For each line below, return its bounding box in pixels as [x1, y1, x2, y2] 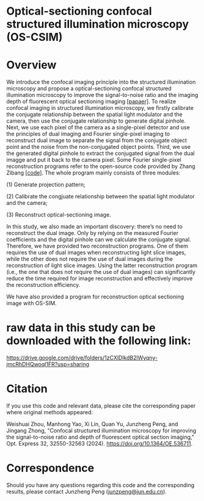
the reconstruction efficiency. [6, 281, 81, 289]
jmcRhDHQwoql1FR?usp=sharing [6, 361, 90, 368]
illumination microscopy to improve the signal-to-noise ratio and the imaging [6, 92, 199, 99]
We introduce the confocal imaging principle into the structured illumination [6, 78, 196, 86]
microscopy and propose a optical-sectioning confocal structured [6, 85, 172, 92]
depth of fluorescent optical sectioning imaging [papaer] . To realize [6, 98, 177, 105]
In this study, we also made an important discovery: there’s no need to [6, 223, 183, 230]
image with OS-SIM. [6, 300, 57, 307]
